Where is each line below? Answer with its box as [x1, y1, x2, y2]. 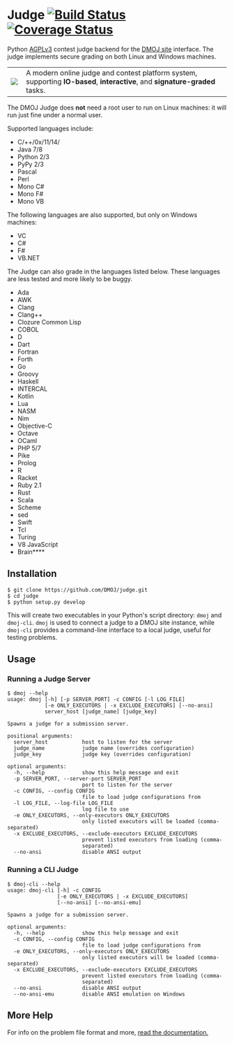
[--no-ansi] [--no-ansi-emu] [56, 899, 141, 906]
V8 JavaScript [17, 540, 58, 548]
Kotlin [17, 391, 34, 400]
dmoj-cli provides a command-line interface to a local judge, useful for [7, 625, 211, 634]
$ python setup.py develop [7, 599, 86, 606]
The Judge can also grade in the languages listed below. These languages [7, 267, 221, 276]
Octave [17, 429, 38, 437]
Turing [17, 532, 36, 541]
